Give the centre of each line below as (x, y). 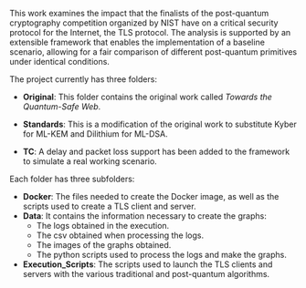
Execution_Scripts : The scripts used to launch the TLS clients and (148, 264)
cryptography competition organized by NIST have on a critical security (144, 23)
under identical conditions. (59, 62)
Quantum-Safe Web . (62, 107)
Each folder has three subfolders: (72, 179)
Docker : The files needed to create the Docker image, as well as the (151, 196)
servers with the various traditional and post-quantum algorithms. (146, 274)
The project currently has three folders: (84, 79)
